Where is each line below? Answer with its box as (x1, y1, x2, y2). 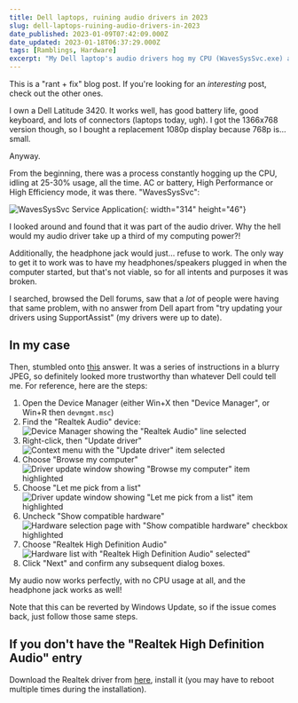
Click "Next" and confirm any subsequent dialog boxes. (21, 557, 225, 568)
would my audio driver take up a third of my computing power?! (9, 231, 241, 241)
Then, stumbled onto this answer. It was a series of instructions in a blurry (9, 361, 280, 372)
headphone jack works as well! (9, 584, 122, 595)
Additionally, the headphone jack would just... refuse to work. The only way (9, 248, 284, 258)
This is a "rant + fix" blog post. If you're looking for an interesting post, (9, 79, 268, 89)
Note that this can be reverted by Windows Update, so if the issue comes (9, 601, 277, 612)
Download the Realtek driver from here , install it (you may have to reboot (9, 674, 275, 684)
